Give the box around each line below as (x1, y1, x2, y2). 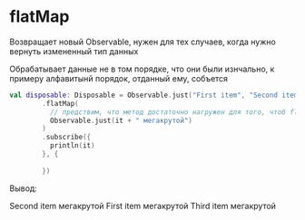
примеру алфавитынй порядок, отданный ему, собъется (9, 72, 229, 83)
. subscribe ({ (42, 133, 92, 142)
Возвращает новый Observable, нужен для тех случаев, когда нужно (9, 36, 277, 47)
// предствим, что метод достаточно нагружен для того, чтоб (49, 107, 286, 117)
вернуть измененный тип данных (9, 45, 139, 56)
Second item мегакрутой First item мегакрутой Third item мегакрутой (9, 200, 277, 211)
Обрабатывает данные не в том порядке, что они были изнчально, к (9, 63, 275, 74)
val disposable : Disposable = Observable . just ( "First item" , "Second (9, 91, 279, 100)
